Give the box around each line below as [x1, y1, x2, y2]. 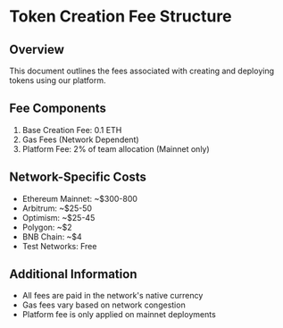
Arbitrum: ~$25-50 [21, 203, 92, 214]
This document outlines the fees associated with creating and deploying [9, 65, 275, 76]
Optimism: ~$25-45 [21, 212, 96, 223]
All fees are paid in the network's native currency [21, 290, 204, 301]
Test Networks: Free [21, 240, 97, 251]
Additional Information [9, 266, 137, 282]
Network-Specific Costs [9, 170, 147, 185]
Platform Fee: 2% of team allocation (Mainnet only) [21, 143, 210, 154]
